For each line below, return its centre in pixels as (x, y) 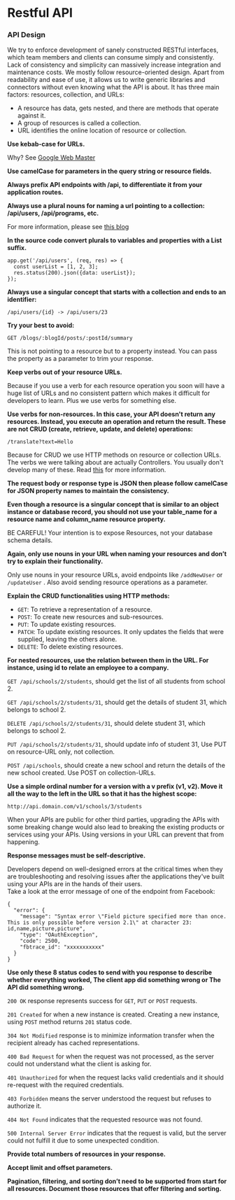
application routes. (35, 192)
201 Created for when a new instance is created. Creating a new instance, (114, 1014)
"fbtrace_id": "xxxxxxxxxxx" (62, 947)
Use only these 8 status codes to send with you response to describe (109, 972)
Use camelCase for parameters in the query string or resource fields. (109, 171)
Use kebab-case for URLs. (46, 144)
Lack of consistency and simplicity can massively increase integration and (114, 65)
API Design (26, 35)
